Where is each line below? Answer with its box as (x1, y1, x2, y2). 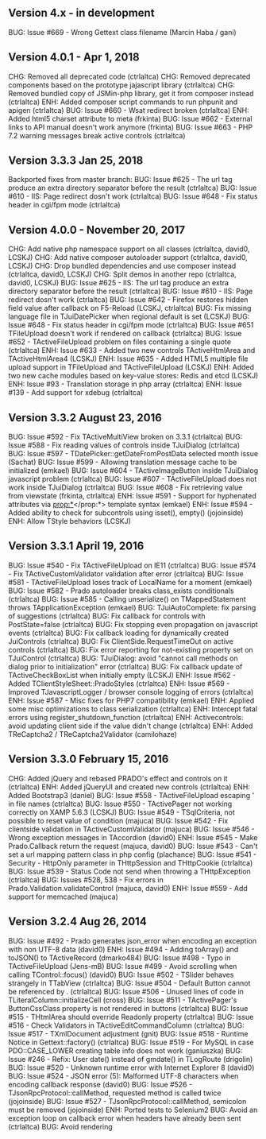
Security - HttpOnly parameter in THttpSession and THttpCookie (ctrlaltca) (8, 858, 253, 867)
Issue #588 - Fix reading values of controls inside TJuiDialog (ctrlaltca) (8, 440, 241, 450)
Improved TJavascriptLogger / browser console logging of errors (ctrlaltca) (8, 687, 254, 696)
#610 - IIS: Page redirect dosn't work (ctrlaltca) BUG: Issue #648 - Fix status (8, 192, 258, 201)
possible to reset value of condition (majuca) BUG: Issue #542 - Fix (8, 816, 229, 825)
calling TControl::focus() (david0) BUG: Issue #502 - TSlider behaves (8, 970, 234, 979)
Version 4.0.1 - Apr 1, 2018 (8, 51, 141, 64)
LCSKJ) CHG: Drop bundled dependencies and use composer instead (8, 262, 237, 271)
